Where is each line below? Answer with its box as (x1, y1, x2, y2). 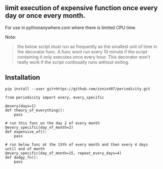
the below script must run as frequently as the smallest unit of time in (17, 44, 158, 49)
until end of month (5, 146, 45, 151)
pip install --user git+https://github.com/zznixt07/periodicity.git (5, 86, 151, 91)
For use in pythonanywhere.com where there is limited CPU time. (5, 24, 136, 30)
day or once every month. (5, 12, 86, 20)
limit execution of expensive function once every (5, 4, 158, 12)
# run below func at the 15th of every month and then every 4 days (5, 142, 148, 147)
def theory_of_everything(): (5, 108, 65, 113)
